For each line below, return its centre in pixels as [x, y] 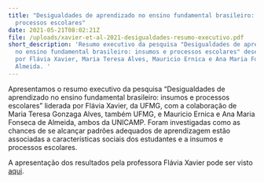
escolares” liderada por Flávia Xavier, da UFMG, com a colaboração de [123, 105]
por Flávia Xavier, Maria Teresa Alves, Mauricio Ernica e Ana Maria [131, 60]
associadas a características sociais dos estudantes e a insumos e [116, 139]
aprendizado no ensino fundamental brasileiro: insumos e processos [119, 97]
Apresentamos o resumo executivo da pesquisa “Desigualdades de [117, 89]
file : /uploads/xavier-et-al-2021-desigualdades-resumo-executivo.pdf [126, 37]
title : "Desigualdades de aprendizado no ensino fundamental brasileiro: [132, 15]
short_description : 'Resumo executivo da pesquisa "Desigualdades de [125, 45]
